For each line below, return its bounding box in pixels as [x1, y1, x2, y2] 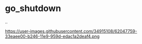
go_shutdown [5, 3, 62, 14]
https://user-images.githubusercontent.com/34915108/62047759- [5, 28, 137, 34]
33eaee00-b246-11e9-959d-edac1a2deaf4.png [5, 33, 100, 39]
